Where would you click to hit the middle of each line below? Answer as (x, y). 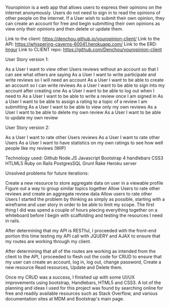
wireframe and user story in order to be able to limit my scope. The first (80, 204)
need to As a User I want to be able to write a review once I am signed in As (84, 96)
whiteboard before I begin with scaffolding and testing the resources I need (84, 215)
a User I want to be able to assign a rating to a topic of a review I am (76, 101)
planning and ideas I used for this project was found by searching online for (84, 288)
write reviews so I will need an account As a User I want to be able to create (84, 80)
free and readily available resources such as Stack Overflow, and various (81, 293)
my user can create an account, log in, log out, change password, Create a (83, 262)
